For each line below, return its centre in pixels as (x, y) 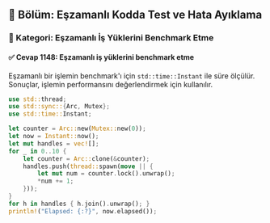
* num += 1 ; (56, 181)
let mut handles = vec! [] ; (54, 143)
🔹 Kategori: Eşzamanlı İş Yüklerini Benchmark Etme (111, 38)
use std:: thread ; (38, 99)
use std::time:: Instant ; (50, 114)
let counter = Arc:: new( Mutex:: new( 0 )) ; (78, 129)
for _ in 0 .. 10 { (38, 151)
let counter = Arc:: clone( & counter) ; (86, 158)
